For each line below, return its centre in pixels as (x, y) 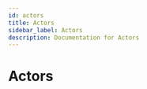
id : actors (26, 15)
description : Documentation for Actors (74, 37)
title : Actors (32, 23)
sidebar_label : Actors (45, 30)
